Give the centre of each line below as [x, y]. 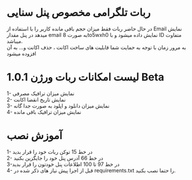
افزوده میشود [22, 53]
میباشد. [15, 41]
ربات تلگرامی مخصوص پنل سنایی [79, 13]
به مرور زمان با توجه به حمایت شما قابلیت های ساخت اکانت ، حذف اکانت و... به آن [97, 47]
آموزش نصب [35, 136]
